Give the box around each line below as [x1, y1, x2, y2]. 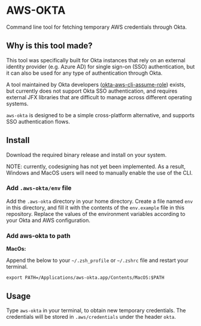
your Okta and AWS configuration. [6, 217, 91, 224]
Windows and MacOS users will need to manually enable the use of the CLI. [6, 169, 193, 176]
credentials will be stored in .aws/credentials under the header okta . [6, 313, 176, 320]
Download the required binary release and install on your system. [6, 151, 167, 159]
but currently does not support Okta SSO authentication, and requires [6, 87, 178, 95]
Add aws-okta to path [6, 231, 71, 240]
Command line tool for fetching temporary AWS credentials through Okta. [6, 23, 187, 31]
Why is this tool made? [6, 41, 93, 51]
